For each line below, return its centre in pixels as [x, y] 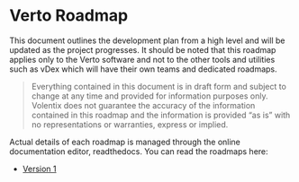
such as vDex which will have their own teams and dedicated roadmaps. [143, 69]
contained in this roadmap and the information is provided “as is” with [161, 115]
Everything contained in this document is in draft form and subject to [159, 86]
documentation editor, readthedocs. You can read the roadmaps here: [139, 151]
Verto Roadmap [69, 16]
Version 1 [39, 169]
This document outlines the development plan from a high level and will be [147, 40]
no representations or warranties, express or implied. [130, 124]
